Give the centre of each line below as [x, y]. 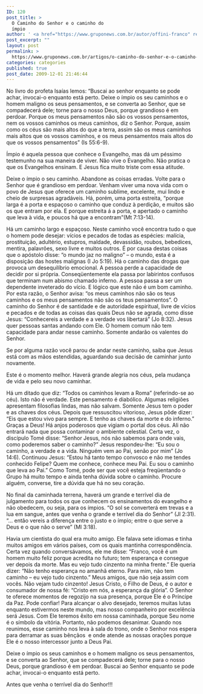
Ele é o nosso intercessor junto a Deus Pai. [60, 642]
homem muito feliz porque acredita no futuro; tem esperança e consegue [98, 558]
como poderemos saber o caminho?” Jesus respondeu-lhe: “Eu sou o [93, 444]
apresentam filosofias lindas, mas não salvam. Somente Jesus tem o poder [100, 406]
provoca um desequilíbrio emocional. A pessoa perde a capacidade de [94, 268]
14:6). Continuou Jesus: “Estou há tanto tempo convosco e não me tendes [99, 457]
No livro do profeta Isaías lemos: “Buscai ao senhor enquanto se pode [93, 91]
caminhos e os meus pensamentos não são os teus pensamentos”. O [92, 300]
